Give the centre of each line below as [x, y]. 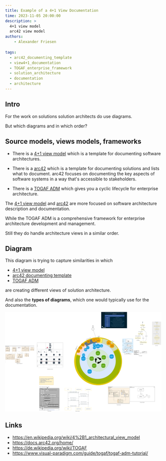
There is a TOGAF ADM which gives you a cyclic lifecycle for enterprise [85, 188]
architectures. [27, 159]
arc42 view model [28, 31]
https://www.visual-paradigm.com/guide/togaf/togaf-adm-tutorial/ [80, 453]
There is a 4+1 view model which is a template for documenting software [86, 153]
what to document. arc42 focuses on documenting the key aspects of [83, 173]
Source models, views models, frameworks [73, 142]
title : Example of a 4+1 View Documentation [52, 10]
